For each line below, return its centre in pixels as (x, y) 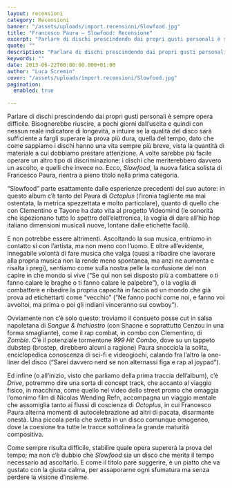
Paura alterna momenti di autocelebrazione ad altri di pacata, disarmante (111, 413)
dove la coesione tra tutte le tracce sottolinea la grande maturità (98, 427)
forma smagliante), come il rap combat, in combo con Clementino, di (105, 333)
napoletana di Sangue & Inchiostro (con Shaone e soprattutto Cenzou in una (116, 326)
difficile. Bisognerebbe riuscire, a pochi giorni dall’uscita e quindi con (105, 124)
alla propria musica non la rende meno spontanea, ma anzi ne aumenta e (110, 261)
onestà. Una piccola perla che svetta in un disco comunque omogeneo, (109, 420)
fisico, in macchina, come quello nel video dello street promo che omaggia (113, 391)
